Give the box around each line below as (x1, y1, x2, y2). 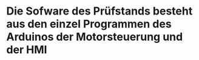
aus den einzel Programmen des (6, 17, 172, 31)
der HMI (6, 43, 47, 57)
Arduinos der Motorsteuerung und (6, 30, 183, 44)
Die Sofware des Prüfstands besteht (6, 4, 193, 18)
